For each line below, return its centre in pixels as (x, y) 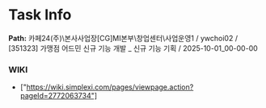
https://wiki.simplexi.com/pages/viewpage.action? (110, 87)
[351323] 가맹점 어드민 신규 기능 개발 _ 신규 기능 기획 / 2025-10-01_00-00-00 (133, 48)
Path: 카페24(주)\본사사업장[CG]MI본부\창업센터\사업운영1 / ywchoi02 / (123, 38)
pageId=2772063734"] (59, 96)
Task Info (40, 15)
